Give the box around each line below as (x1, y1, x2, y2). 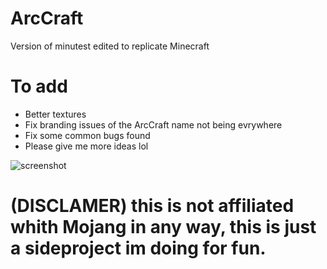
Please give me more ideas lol (24, 140, 149, 152)
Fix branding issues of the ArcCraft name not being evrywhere (24, 118, 283, 131)
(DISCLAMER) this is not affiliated (10, 195, 295, 217)
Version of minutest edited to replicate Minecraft (10, 40, 210, 52)
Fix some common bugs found (24, 129, 151, 141)
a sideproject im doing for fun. (10, 237, 267, 260)
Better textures (24, 108, 87, 120)
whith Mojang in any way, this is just (10, 216, 317, 239)
